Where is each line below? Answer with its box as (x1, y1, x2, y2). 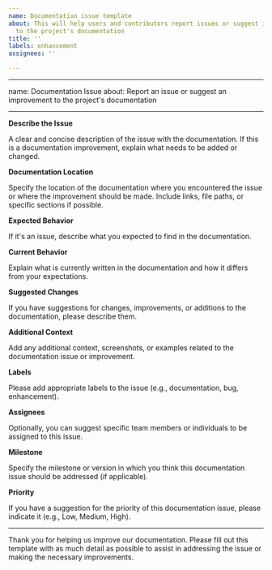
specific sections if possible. (8, 200, 104, 209)
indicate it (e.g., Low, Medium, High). (8, 512, 131, 521)
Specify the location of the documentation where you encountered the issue (8, 183, 263, 192)
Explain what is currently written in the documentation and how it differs (8, 263, 249, 272)
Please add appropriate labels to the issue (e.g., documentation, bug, (8, 383, 239, 392)
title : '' (8, 34, 42, 43)
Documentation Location (8, 167, 94, 177)
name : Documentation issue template (8, 11, 132, 20)
